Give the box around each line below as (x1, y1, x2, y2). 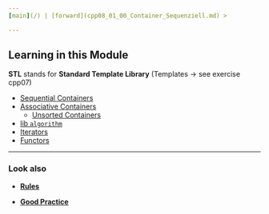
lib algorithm (19, 119, 62, 129)
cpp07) (8, 77, 32, 88)
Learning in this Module (8, 49, 129, 62)
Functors (19, 136, 50, 145)
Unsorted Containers (31, 110, 102, 120)
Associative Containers (19, 101, 97, 112)
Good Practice (19, 196, 70, 206)
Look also (8, 163, 46, 174)
